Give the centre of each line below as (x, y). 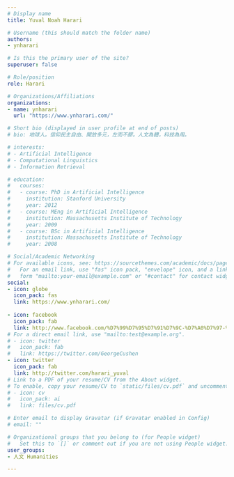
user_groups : (26, 450)
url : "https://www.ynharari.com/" (63, 116)
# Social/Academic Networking (51, 257)
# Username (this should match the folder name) (79, 33)
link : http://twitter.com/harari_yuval (71, 373)
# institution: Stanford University (67, 199)
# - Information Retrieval (46, 167)
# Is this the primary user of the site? (68, 58)
